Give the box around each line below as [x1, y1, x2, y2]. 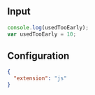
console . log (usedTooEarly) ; [7, 24, 89, 31]
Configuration [7, 50, 70, 61]
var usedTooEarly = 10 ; [7, 31, 77, 38]
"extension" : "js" [13, 75, 68, 82]
